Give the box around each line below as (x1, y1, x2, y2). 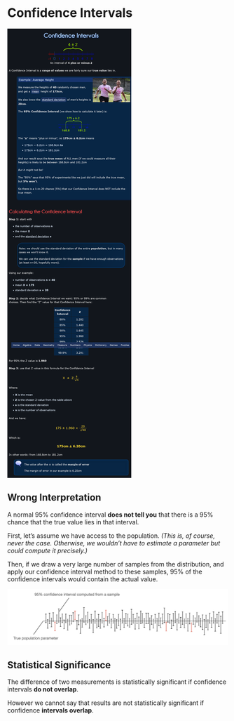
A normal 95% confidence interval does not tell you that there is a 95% (7, 510, 214, 519)
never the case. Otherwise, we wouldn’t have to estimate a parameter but (7, 538, 221, 547)
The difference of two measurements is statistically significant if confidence (7, 677, 227, 686)
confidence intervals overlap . (7, 706, 94, 715)
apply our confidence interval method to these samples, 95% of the (7, 567, 202, 576)
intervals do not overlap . (7, 685, 79, 694)
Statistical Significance (7, 659, 111, 671)
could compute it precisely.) (7, 546, 88, 555)
